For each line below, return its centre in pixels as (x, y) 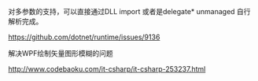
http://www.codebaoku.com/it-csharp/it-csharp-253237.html (107, 69)
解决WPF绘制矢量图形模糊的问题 (61, 53)
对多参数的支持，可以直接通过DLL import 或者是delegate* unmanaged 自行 (129, 11)
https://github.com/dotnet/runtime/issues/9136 (84, 37)
